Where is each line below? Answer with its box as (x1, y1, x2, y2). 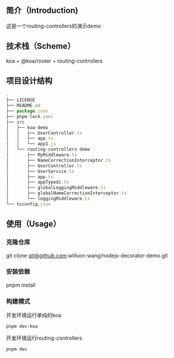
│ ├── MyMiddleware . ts (6, 152, 77, 158)
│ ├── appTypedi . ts (6, 179, 69, 185)
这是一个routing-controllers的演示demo (6, 22, 101, 29)
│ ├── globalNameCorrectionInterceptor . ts (6, 190, 127, 196)
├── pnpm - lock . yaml (6, 114, 54, 120)
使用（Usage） (6, 219, 62, 229)
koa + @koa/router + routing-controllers (6, 57, 103, 64)
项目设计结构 (6, 76, 53, 86)
